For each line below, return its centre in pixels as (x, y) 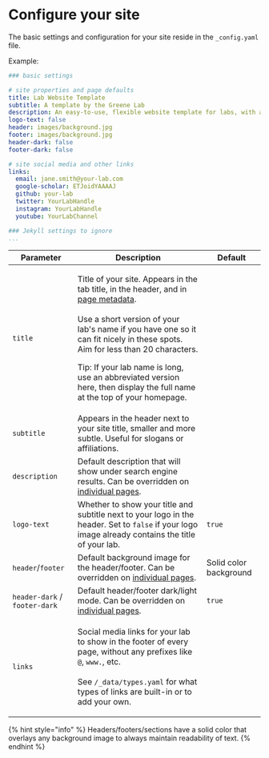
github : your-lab (44, 194)
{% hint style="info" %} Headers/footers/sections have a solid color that (127, 730)
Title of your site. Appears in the (137, 280)
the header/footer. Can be (126, 568)
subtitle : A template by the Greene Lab (77, 105)
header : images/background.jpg (60, 127)
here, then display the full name (137, 388)
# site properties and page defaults (71, 90)
